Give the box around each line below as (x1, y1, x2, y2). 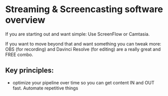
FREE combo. (5, 52, 33, 58)
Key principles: (5, 66, 54, 75)
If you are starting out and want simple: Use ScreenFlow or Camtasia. (5, 31, 150, 37)
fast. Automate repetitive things (12, 85, 78, 91)
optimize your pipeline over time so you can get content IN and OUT (12, 79, 155, 85)
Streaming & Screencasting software (5, 4, 163, 15)
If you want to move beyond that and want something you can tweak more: (5, 40, 161, 46)
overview (5, 14, 46, 26)
